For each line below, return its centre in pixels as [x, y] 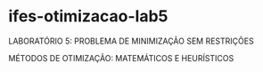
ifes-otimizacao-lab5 [88, 16]
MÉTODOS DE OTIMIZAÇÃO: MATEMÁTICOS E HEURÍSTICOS [121, 58]
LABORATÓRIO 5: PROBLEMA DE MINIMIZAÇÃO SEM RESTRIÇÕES [131, 41]
